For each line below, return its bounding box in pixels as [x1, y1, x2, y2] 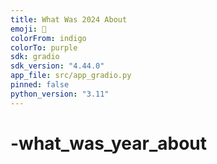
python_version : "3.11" [10, 89, 110, 99]
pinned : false [10, 80, 70, 90]
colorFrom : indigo [10, 33, 87, 43]
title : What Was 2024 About [10, 14, 128, 25]
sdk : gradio [10, 52, 60, 62]
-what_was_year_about [10, 132, 208, 155]
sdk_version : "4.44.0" [10, 61, 105, 71]
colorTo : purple [10, 42, 78, 53]
